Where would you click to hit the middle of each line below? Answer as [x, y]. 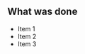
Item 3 [27, 44]
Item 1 [26, 28]
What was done [42, 12]
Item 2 [27, 36]
